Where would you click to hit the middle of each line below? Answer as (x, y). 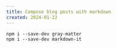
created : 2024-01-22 (32, 17)
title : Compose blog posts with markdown (59, 12)
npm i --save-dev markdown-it (44, 39)
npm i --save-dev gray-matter (44, 34)
